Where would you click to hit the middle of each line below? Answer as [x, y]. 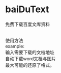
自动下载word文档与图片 [31, 58]
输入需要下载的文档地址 [30, 52]
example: [15, 46]
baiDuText [27, 9]
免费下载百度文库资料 [27, 24]
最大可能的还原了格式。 [30, 65]
